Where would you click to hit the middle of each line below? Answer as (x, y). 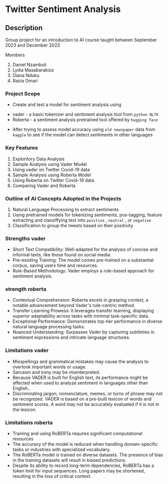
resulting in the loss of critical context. (52, 476)
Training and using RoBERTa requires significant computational (77, 434)
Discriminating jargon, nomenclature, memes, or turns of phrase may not (88, 394)
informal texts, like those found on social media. (62, 255)
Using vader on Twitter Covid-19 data (51, 169)
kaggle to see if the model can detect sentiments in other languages (82, 135)
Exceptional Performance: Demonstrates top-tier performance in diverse (87, 321)
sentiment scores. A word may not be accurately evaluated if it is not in (86, 404)
